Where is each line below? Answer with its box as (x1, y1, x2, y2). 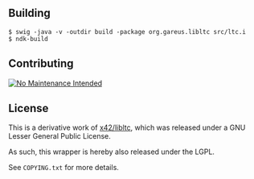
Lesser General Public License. (8, 131, 111, 141)
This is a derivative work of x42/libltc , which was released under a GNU (8, 123, 246, 132)
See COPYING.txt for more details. (8, 163, 119, 173)
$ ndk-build (8, 35, 48, 43)
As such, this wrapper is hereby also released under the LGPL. (8, 147, 215, 156)
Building (8, 6, 51, 20)
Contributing (8, 56, 74, 71)
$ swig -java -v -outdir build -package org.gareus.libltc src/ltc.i (8, 27, 247, 35)
